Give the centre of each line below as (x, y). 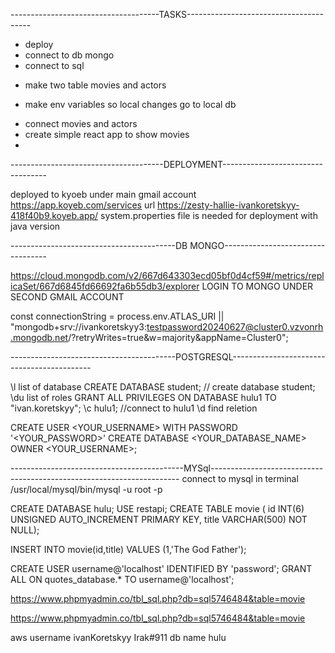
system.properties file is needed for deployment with (209, 215)
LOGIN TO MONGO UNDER (257, 286)
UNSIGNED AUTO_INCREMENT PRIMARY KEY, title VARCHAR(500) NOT (159, 519)
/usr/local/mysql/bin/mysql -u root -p (86, 489)
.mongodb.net (39, 337)
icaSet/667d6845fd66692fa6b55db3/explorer (105, 286)
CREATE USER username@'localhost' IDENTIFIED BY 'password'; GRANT (161, 568)
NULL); (25, 530)
